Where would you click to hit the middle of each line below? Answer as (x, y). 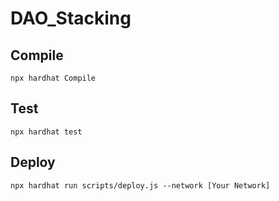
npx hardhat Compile (53, 78)
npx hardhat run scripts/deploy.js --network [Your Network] (140, 185)
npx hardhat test (46, 132)
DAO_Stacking (71, 18)
